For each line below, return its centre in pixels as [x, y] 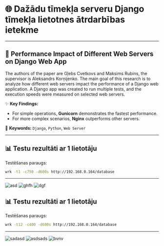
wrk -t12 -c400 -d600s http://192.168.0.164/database [61, 225]
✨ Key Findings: [22, 103]
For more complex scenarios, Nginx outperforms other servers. [76, 119]
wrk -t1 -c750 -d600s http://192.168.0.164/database [60, 172]
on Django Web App [36, 62]
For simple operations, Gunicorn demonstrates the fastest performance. [85, 113]
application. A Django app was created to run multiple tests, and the [73, 89]
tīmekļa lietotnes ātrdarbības [65, 20]
